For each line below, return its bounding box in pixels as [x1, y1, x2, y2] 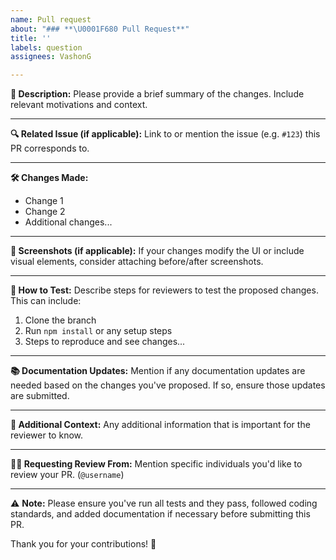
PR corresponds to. [10, 142, 90, 155]
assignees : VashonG [10, 52, 92, 62]
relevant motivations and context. [10, 99, 148, 111]
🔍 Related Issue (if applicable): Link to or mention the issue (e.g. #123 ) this [10, 128, 321, 140]
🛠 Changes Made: [10, 172, 89, 184]
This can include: [10, 295, 82, 307]
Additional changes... [24, 216, 113, 228]
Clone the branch [24, 314, 97, 326]
